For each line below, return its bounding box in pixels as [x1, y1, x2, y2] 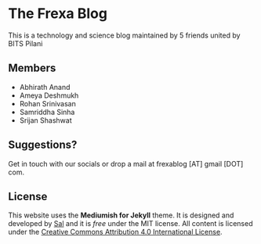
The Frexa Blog [8, 5, 108, 23]
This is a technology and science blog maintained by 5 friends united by [8, 30, 241, 40]
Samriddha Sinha [19, 107, 75, 117]
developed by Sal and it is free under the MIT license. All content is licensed [8, 219, 253, 228]
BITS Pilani [8, 38, 43, 48]
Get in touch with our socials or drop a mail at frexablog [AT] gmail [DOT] [8, 159, 244, 168]
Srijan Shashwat [19, 115, 72, 125]
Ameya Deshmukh [19, 91, 79, 100]
